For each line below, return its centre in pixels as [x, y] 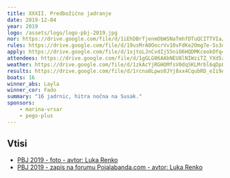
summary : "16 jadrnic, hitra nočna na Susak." [75, 97]
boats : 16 [21, 77]
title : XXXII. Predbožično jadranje [59, 13]
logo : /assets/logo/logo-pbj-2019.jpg [62, 33]
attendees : [23, 58]
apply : [16, 52]
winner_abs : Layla [33, 84]
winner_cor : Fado [32, 90]
